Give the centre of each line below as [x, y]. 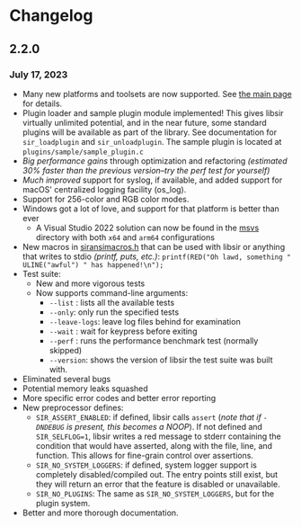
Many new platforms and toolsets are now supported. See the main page [157, 94]
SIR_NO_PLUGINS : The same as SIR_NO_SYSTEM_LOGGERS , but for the [155, 493]
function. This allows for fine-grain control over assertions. [145, 455]
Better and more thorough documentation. [100, 513]
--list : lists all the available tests [112, 302]
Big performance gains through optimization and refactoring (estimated [155, 161]
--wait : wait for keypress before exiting [123, 331]
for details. [42, 103]
